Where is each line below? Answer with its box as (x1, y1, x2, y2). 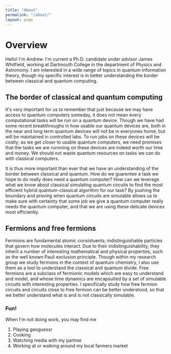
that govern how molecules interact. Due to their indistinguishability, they (5, 243, 160, 249)
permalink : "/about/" (5, 12, 52, 17)
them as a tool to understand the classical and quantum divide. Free (5, 265, 149, 271)
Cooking (12, 332, 31, 338)
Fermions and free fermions (5, 224, 97, 232)
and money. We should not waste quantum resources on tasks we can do (5, 150, 161, 156)
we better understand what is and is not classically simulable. (5, 292, 135, 298)
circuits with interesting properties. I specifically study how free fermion (5, 281, 158, 287)
